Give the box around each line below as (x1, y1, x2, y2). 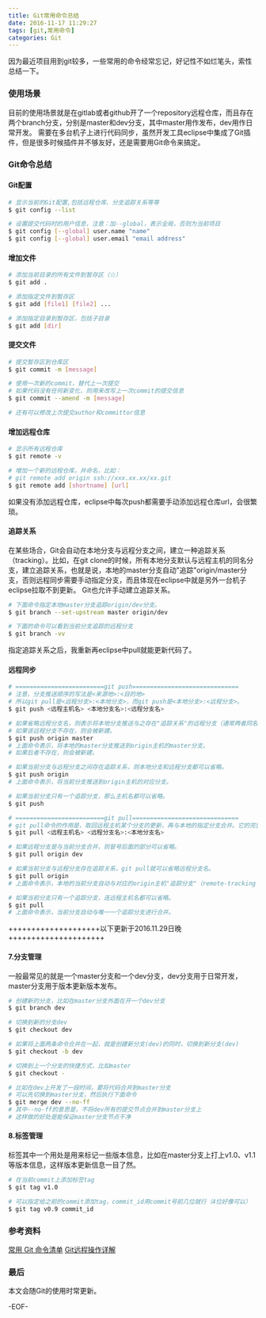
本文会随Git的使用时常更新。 (8, 1286, 101, 1296)
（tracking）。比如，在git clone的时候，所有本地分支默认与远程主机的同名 (8, 555, 247, 565)
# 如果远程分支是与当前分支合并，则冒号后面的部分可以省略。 (8, 843, 180, 851)
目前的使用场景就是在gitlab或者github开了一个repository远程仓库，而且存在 (8, 108, 254, 117)
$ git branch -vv (8, 630, 66, 638)
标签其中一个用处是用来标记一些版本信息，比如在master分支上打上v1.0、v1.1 (8, 1151, 256, 1160)
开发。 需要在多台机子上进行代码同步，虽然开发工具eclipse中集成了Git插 (14, 128, 251, 137)
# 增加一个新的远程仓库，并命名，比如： (8, 466, 122, 474)
